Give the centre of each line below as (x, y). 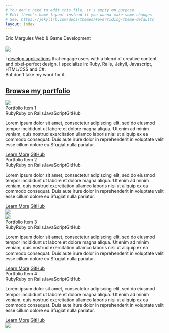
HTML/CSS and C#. (26, 69)
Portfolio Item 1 (21, 108)
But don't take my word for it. (36, 75)
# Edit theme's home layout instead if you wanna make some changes (79, 15)
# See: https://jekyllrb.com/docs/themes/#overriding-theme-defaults (80, 19)
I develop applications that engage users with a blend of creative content (81, 59)
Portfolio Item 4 (21, 274)
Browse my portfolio (38, 91)
